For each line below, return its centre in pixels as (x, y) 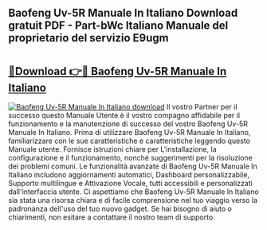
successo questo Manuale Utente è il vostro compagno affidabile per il (124, 115)
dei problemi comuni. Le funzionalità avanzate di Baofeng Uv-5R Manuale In (133, 166)
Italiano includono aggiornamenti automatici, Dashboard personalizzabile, (129, 174)
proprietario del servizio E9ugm (88, 38)
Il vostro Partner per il (202, 107)
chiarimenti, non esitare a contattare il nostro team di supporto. (112, 217)
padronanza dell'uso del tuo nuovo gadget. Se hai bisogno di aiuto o (120, 208)
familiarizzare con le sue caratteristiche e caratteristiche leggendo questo (130, 141)
